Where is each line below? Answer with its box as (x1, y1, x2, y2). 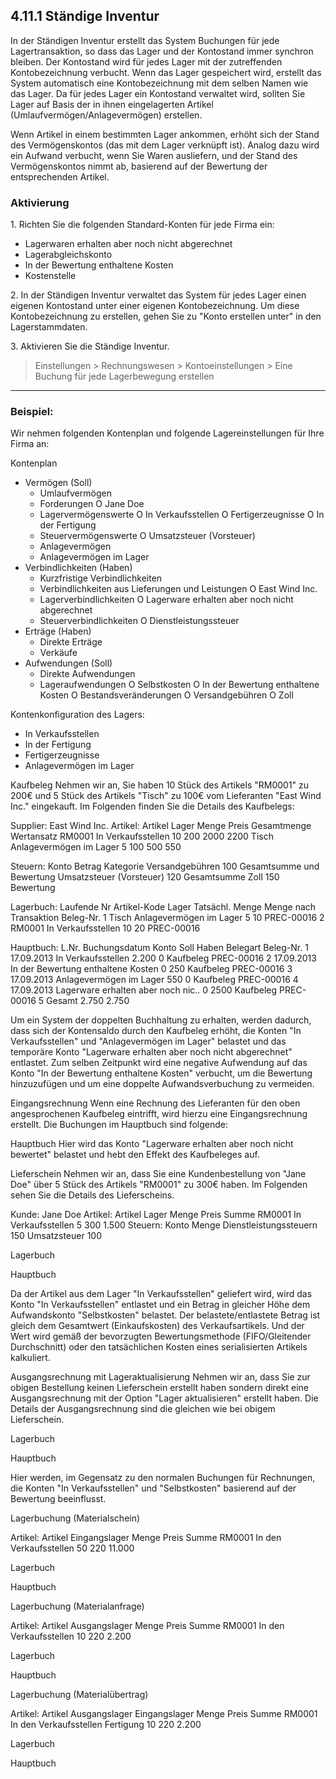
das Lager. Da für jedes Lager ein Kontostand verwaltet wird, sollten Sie (10, 87, 306, 99)
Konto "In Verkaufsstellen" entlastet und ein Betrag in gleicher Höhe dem (10, 1299, 311, 1311)
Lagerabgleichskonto (24, 249, 113, 261)
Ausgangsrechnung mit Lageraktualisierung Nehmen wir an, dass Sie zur (10, 1371, 311, 1383)
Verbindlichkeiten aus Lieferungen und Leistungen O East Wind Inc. (39, 583, 318, 595)
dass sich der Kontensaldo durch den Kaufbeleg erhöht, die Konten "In (10, 1025, 302, 1037)
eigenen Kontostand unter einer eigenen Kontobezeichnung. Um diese (10, 300, 300, 312)
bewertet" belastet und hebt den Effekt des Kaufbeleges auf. (10, 1149, 260, 1161)
